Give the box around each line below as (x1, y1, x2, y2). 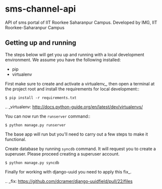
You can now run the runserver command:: (5, 113, 90, 119)
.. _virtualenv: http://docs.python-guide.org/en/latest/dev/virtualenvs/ (5, 103, 143, 110)
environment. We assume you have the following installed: (5, 57, 121, 63)
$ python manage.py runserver (5, 122, 66, 127)
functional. (5, 136, 27, 142)
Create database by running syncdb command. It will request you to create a (5, 146, 156, 152)
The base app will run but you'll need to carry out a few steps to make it (5, 131, 148, 137)
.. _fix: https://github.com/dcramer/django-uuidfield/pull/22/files (5, 178, 133, 184)
